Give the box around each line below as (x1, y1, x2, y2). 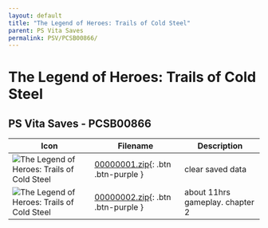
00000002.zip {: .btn (94, 192, 171, 203)
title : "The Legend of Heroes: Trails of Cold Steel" (8, 19, 191, 27)
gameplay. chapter (184, 197, 255, 208)
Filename (117, 140, 154, 151)
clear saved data (184, 164, 247, 175)
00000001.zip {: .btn (94, 159, 171, 170)
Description (197, 140, 243, 151)
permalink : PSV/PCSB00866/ (8, 33, 98, 42)
